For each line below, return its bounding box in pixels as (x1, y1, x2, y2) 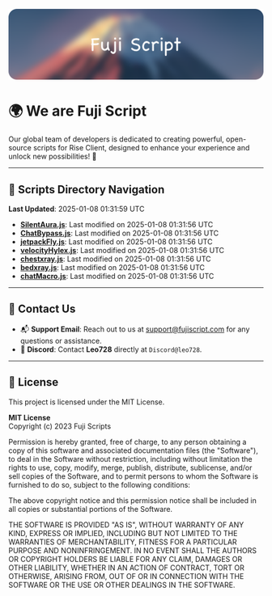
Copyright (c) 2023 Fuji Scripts (8, 421, 112, 431)
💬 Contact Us (8, 302, 76, 316)
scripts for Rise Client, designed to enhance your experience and (33, 143, 250, 153)
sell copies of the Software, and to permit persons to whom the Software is (8, 471, 259, 481)
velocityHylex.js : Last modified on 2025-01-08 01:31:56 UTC (19, 246, 225, 256)
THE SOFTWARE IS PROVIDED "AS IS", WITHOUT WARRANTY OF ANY (8, 519, 244, 530)
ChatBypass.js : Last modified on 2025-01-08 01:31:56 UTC (19, 228, 219, 239)
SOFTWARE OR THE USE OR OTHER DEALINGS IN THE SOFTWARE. (8, 580, 236, 590)
